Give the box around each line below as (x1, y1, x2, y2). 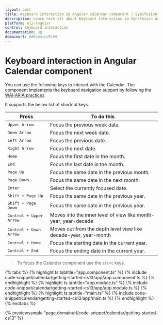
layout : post (5, 7, 32, 12)
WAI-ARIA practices (5, 92, 45, 98)
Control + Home (7, 240, 41, 246)
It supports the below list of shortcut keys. (5, 101, 90, 107)
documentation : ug (5, 30, 42, 35)
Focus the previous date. (50, 137, 107, 144)
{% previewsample (5, 310, 43, 316)
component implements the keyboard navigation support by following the (5, 87, 152, 93)
